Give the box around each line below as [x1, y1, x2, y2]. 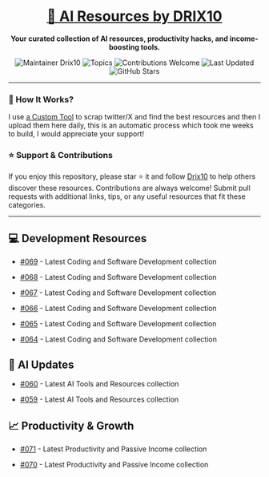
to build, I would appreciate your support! [8, 129, 145, 139]
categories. [8, 200, 46, 209]
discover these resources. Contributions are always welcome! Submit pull [8, 183, 251, 192]
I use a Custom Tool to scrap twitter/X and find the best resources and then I [8, 112, 261, 122]
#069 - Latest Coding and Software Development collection [19, 257, 218, 267]
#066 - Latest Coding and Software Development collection [19, 304, 218, 313]
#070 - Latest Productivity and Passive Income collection [19, 459, 209, 469]
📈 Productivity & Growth [8, 418, 134, 432]
